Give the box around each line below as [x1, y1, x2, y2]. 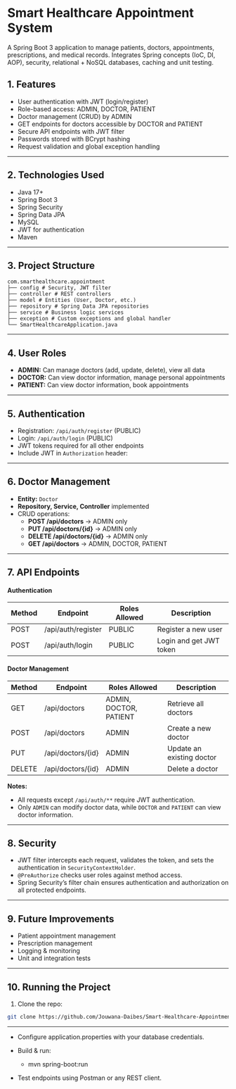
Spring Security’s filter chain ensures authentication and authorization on [17, 879, 229, 887]
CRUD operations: [17, 509, 70, 518]
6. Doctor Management [7, 476, 110, 488]
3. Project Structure [7, 259, 95, 272]
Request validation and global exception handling [17, 142, 160, 151]
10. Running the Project [7, 981, 111, 993]
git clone [7, 1014, 37, 1021]
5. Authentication [7, 408, 86, 420]
